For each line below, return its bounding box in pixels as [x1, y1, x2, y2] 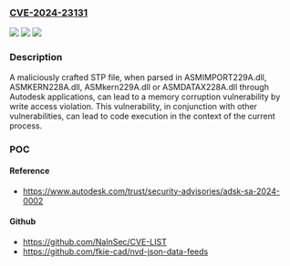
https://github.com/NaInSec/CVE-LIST [22, 236, 167, 247]
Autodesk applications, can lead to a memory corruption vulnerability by [9, 91, 281, 102]
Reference [9, 166, 50, 177]
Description [9, 51, 63, 64]
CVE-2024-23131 [9, 6, 88, 19]
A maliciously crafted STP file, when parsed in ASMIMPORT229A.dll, [9, 71, 267, 83]
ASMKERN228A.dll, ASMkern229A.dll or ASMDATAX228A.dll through [9, 81, 269, 92]
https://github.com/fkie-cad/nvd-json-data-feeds [22, 246, 209, 257]
